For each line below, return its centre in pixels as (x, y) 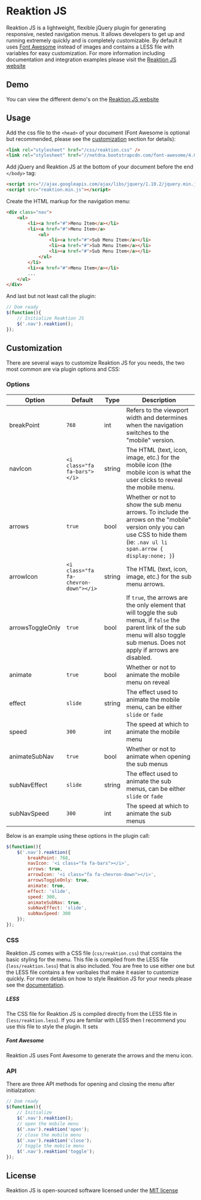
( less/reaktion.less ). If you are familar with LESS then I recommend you (96, 1020)
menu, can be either (154, 707)
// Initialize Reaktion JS (51, 318)
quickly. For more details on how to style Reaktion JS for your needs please (99, 979)
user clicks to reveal (154, 480)
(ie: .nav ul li (147, 542)
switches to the (148, 432)
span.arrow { (145, 549)
